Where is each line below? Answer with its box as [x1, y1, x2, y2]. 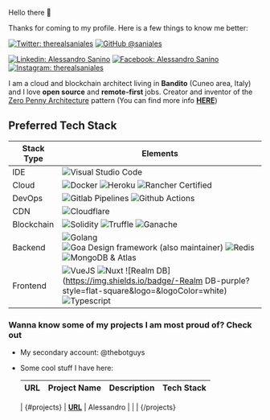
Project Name [47, 382, 102, 393]
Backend [12, 241, 46, 253]
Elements [141, 147, 178, 159]
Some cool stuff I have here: [19, 363, 114, 373]
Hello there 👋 [8, 8, 52, 17]
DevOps [12, 192, 43, 204]
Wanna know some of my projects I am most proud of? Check [8, 319, 252, 330]
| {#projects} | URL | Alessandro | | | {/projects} [19, 402, 177, 412]
